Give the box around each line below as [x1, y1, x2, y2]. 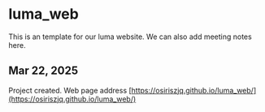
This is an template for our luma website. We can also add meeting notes [8, 32, 252, 41]
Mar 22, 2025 [8, 64, 79, 78]
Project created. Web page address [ [8, 85, 132, 95]
